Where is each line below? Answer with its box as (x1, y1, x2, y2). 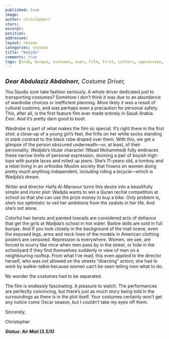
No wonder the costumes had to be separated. (5, 273, 102, 279)
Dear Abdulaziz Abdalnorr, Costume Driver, (5, 77, 125, 85)
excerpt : (5, 26, 24, 31)
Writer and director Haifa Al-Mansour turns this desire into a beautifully (5, 184, 153, 190)
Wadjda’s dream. (5, 174, 40, 180)
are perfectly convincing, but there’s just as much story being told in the (5, 288, 155, 294)
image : (5, 12, 19, 17)
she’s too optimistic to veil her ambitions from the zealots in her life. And (5, 200, 155, 206)
